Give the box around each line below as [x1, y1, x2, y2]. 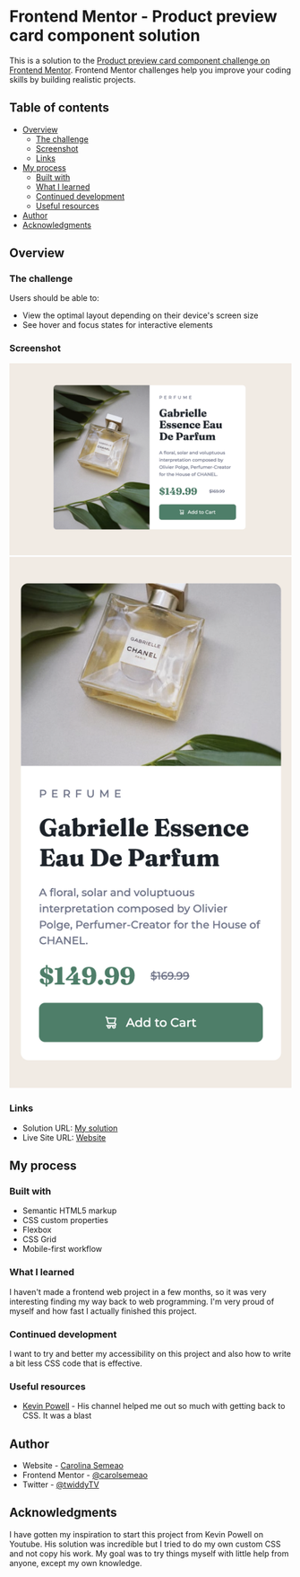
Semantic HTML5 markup [21, 1205, 117, 1216]
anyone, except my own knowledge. [9, 1557, 142, 1568]
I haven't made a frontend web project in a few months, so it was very [9, 1286, 267, 1297]
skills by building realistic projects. [9, 74, 136, 84]
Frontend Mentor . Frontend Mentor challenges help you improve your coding [9, 65, 292, 75]
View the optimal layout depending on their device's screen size [21, 310, 259, 321]
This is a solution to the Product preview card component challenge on [9, 55, 270, 66]
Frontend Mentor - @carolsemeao [21, 1470, 148, 1481]
